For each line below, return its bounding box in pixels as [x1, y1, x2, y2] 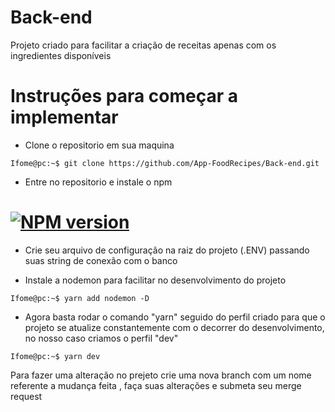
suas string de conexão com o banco [24, 254, 178, 266]
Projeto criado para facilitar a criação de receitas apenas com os [10, 39, 277, 51]
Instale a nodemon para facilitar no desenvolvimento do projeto [24, 274, 287, 286]
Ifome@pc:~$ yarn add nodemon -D [10, 293, 150, 303]
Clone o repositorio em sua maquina [24, 139, 175, 151]
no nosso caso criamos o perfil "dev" [24, 332, 179, 344]
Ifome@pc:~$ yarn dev [10, 351, 101, 361]
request [10, 390, 43, 402]
